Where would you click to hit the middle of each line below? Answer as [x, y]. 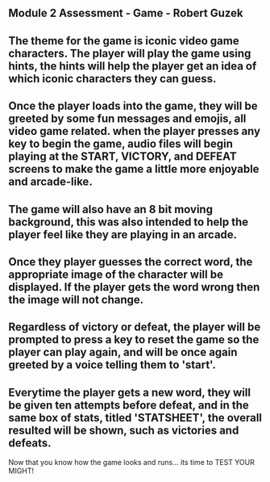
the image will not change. [76, 299]
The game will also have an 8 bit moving [111, 209]
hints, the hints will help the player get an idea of [133, 66]
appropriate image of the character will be [116, 274]
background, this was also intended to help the [129, 222]
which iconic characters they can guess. [112, 79]
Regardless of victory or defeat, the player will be [135, 327]
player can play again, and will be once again [123, 352]
